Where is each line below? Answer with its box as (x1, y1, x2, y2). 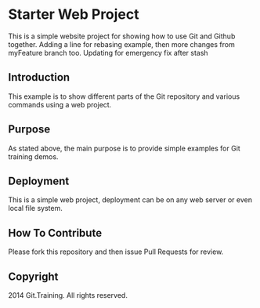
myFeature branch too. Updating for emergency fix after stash (8, 48, 209, 57)
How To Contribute (8, 226, 103, 240)
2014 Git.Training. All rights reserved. (8, 291, 128, 299)
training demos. (8, 151, 59, 161)
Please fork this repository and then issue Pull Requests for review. (8, 247, 224, 256)
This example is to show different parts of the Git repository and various (8, 92, 240, 101)
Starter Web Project (8, 5, 139, 24)
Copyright (8, 270, 59, 283)
